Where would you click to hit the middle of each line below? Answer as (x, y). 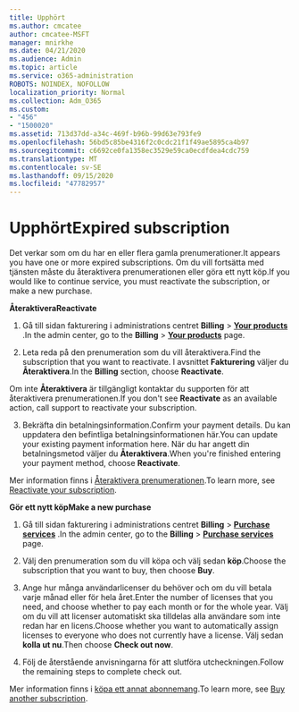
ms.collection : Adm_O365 (55, 101)
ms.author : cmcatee (46, 26)
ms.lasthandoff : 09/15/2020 (62, 175)
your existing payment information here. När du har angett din (136, 445)
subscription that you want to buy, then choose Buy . (119, 571)
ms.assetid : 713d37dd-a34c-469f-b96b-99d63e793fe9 (105, 134)
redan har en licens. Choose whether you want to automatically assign (150, 626)
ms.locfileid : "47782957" (57, 184)
